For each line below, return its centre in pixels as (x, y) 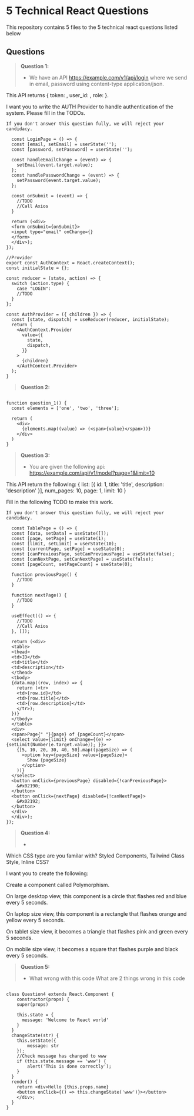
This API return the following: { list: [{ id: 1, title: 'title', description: (85, 484)
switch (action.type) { (40, 283)
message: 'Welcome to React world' (65, 1020)
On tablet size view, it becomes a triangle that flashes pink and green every (97, 931)
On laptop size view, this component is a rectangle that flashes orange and (96, 913)
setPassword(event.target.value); (59, 180)
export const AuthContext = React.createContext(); (71, 263)
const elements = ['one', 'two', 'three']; (65, 408)
